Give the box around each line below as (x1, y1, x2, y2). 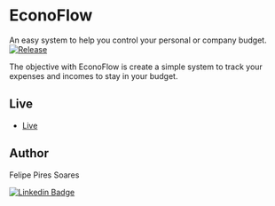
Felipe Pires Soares (9, 170, 80, 180)
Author (9, 146, 49, 161)
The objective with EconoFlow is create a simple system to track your (9, 61, 263, 72)
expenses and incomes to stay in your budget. (9, 70, 178, 81)
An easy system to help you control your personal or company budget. (9, 35, 268, 45)
